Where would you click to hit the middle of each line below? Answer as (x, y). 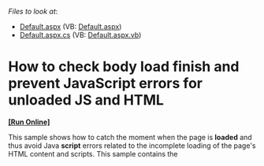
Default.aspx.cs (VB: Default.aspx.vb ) (80, 35)
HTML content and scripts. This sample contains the (93, 153)
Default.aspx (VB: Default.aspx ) (71, 26)
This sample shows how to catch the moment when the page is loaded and (130, 137)
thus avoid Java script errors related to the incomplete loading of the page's (132, 146)
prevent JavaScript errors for (106, 84)
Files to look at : (33, 11)
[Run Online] (29, 122)
